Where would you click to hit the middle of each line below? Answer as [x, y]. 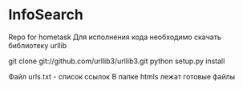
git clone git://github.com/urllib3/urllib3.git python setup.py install [117, 61]
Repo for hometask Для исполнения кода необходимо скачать [115, 37]
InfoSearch [46, 15]
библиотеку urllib [37, 45]
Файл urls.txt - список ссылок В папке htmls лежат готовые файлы [122, 76]
